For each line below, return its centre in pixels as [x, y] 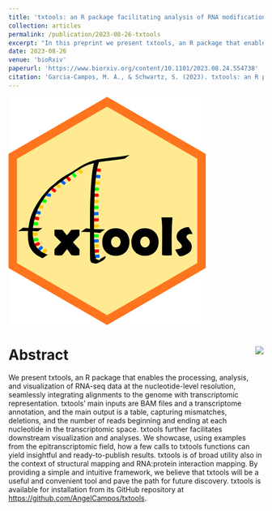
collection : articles [45, 26]
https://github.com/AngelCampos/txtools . [78, 498]
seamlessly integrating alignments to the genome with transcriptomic [123, 394]
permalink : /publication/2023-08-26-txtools [85, 34]
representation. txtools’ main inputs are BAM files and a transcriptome [125, 403]
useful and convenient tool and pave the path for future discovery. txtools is [135, 481]
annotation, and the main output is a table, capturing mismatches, [118, 412]
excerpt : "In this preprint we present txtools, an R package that [125, 43]
